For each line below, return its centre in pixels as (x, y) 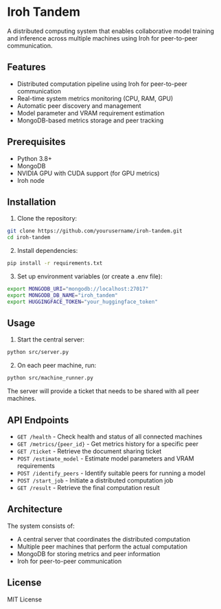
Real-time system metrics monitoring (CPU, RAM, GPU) (95, 98)
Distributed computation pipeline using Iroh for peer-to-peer (102, 84)
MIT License (25, 599)
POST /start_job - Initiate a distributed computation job (95, 480)
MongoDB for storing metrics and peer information (89, 553)
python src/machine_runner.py (50, 378)
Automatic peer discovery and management (79, 106)
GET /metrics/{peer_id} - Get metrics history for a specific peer (108, 444)
